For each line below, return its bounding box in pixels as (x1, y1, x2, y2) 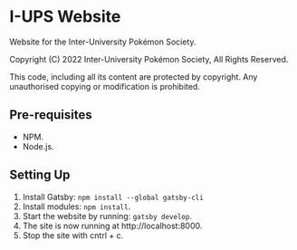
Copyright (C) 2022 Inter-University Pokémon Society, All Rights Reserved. (9, 53, 289, 64)
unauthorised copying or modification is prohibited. (9, 81, 201, 91)
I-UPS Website (9, 6, 121, 27)
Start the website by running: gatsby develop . (22, 210, 193, 221)
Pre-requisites (9, 107, 92, 123)
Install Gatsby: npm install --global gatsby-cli (22, 191, 204, 202)
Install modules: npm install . (22, 201, 131, 212)
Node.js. (22, 140, 54, 151)
